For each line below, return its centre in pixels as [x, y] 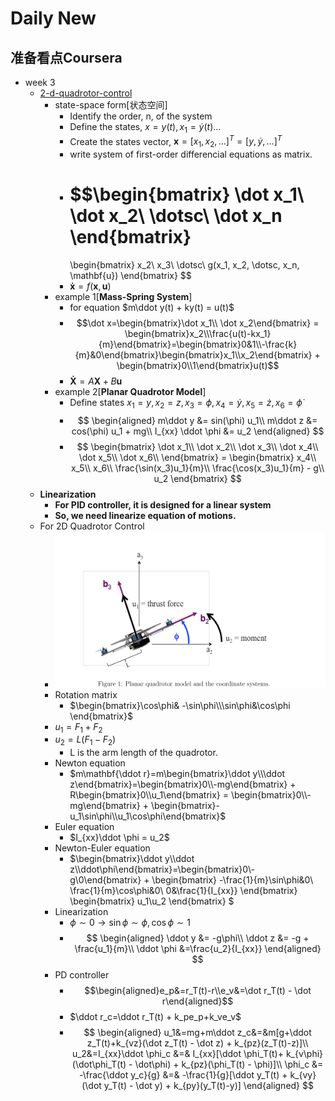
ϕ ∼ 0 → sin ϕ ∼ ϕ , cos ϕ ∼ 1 [130, 923]
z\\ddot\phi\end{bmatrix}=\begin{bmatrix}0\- [162, 869]
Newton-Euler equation [102, 848]
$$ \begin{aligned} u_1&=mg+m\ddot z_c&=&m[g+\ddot [197, 1033]
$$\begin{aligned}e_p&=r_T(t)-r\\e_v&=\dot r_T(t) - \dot [198, 991]
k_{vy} [303, 1075]
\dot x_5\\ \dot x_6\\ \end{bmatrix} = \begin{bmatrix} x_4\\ [197, 457]
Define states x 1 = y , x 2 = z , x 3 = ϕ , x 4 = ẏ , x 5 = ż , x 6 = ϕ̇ [186, 404]
